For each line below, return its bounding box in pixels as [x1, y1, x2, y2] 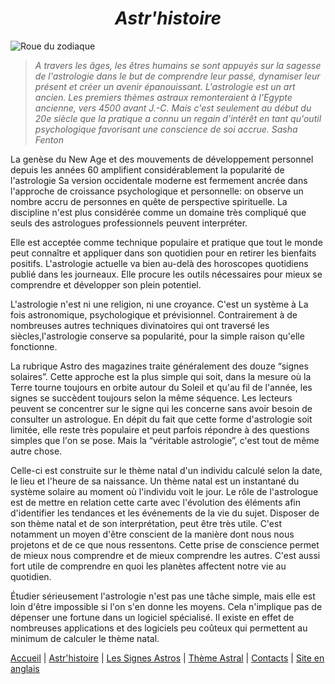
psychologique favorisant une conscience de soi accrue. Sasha [34, 123, 298, 135]
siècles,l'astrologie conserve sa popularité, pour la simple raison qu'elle [10, 330, 305, 342]
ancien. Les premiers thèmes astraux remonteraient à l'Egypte [34, 91, 293, 103]
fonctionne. [10, 340, 58, 352]
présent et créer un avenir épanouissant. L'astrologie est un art [34, 80, 296, 92]
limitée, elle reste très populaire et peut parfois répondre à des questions [10, 423, 310, 436]
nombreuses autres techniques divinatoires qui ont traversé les [10, 319, 270, 331]
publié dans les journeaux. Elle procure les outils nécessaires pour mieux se [10, 268, 323, 280]
